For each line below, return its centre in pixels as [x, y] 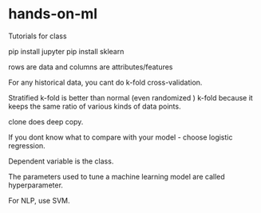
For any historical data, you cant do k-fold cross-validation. [105, 82]
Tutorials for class [38, 36]
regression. [27, 145]
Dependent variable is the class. [61, 161]
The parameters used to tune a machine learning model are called [117, 176]
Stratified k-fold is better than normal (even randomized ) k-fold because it [130, 97]
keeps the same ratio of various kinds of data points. [95, 106]
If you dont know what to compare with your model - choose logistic [121, 137]
